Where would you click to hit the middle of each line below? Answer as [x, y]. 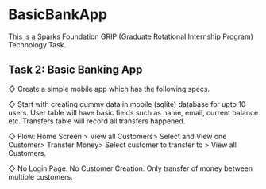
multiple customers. [40, 176]
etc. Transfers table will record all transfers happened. [97, 121]
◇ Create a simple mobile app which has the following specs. [109, 89]
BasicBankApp [58, 15]
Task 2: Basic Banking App [75, 70]
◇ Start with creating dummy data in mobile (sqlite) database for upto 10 [127, 104]
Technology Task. [37, 44]
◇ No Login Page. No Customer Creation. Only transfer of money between [131, 168]
